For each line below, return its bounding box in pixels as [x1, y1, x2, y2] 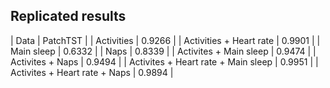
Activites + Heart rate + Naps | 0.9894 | [10, 66, 174, 78]
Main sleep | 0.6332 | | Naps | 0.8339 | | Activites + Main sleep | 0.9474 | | [10, 45, 317, 57]
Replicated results [10, 8, 127, 25]
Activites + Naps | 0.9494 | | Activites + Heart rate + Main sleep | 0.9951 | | [10, 55, 319, 68]
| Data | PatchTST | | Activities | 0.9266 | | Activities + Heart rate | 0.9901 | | [10, 34, 321, 46]
